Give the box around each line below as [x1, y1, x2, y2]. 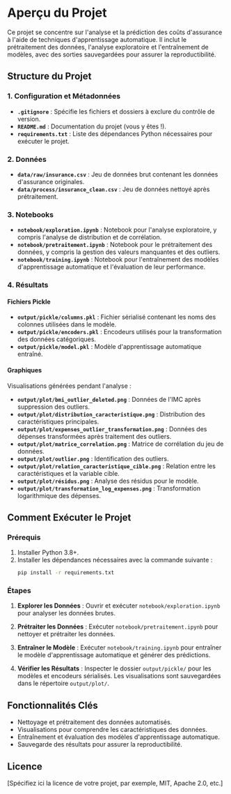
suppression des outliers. [17, 403, 90, 411]
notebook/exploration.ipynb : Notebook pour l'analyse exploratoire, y [17, 225, 217, 234]
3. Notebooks [7, 209, 54, 219]
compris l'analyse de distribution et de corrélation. [17, 233, 162, 241]
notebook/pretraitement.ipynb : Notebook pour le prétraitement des [17, 241, 213, 249]
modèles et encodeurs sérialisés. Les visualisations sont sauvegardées [17, 672, 221, 680]
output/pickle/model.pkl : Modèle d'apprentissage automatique [17, 343, 202, 351]
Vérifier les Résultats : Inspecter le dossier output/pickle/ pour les [17, 664, 212, 673]
